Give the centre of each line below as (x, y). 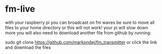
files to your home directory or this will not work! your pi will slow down (77, 27)
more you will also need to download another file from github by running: (78, 33)
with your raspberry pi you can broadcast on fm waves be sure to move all (80, 22)
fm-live (20, 9)
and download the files (28, 47)
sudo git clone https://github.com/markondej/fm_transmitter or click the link (81, 42)
